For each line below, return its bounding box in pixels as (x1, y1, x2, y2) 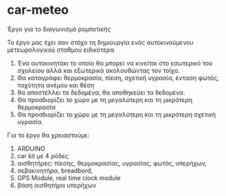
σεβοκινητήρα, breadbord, (17, 166, 93, 175)
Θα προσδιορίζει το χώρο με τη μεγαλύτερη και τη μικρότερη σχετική (17, 110, 216, 119)
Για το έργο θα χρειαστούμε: (7, 130, 90, 139)
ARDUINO (17, 144, 45, 153)
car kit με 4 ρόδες (17, 151, 69, 160)
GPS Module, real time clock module (17, 173, 121, 182)
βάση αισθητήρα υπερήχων (17, 181, 96, 189)
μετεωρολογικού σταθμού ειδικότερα (7, 46, 115, 54)
